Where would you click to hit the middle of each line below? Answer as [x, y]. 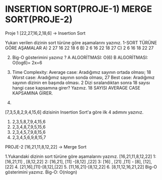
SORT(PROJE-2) [39, 19]
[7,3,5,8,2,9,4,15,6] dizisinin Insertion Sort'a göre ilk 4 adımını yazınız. [74, 112]
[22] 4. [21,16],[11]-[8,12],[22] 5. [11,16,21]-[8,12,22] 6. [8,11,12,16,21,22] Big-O [81, 167]
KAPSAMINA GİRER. [32, 93]
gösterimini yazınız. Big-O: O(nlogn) [41, 172]
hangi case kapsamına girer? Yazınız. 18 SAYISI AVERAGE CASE [76, 88]
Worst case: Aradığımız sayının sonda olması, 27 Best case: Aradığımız [83, 77]
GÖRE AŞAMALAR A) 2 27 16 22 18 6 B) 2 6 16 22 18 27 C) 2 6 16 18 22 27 [80, 48]
